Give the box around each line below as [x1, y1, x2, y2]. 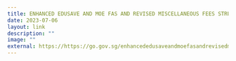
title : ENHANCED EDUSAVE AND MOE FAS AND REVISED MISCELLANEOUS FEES [7, 10, 216, 18]
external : [7, 43, 37, 50]
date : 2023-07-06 [7, 17, 58, 24]
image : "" [7, 36, 37, 43]
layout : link [7, 23, 46, 30]
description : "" [7, 29, 55, 37]
